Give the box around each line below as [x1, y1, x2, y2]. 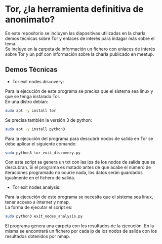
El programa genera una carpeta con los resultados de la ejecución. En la [5, 223, 154, 229]
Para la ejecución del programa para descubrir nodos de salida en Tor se [5, 136, 154, 141]
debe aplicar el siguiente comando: [5, 140, 77, 146]
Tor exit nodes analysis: [12, 184, 61, 190]
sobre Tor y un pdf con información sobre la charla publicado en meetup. [5, 51, 154, 57]
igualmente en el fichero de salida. [5, 175, 76, 181]
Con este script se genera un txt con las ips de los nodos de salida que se [5, 159, 156, 165]
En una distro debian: [5, 99, 48, 105]
